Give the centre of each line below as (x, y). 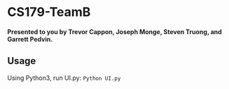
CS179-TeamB (49, 12)
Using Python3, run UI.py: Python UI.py (64, 78)
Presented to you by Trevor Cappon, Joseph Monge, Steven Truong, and (114, 31)
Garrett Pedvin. (30, 39)
